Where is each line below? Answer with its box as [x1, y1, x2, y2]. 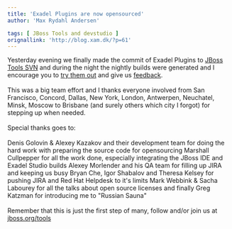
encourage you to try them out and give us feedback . [7, 71, 163, 79]
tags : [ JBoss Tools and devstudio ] [7, 30, 119, 37]
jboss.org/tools [7, 214, 52, 223]
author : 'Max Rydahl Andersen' [7, 17, 100, 24]
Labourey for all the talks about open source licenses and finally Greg [7, 184, 211, 192]
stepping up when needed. [7, 108, 87, 117]
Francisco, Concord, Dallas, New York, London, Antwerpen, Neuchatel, [7, 94, 215, 102]
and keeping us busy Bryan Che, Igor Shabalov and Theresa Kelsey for [7, 169, 214, 177]
